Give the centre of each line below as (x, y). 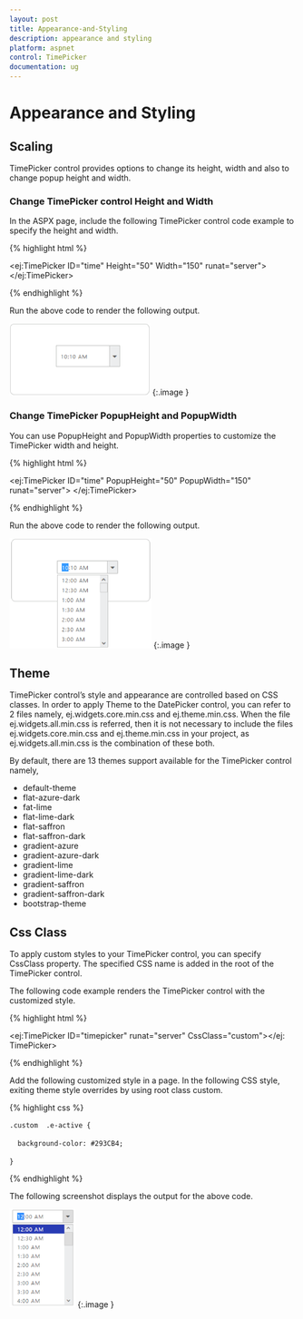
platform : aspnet (42, 48)
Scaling (31, 147)
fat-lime (37, 807)
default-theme (49, 788)
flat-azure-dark (51, 797)
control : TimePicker (49, 58)
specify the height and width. (64, 230)
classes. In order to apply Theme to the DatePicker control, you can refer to (150, 705)
